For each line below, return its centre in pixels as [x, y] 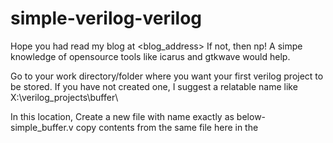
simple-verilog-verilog [106, 18]
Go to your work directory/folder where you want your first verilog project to [167, 76]
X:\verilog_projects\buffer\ [64, 97]
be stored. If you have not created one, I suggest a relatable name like [154, 86]
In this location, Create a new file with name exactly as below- [138, 116]
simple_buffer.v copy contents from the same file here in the [134, 127]
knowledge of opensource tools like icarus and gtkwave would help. [150, 56]
